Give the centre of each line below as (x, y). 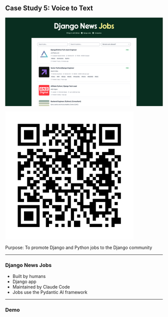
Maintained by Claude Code (41, 286)
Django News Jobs (28, 265)
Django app (24, 281)
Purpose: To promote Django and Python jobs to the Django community (79, 247)
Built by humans (29, 276)
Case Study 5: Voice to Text (49, 8)
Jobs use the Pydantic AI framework (50, 292)
